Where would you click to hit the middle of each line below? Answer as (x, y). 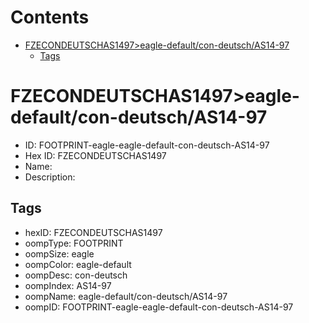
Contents (50, 17)
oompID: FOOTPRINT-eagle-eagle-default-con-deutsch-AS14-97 (159, 307)
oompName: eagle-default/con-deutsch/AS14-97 (126, 296)
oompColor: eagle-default (78, 264)
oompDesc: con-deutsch (76, 275)
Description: (50, 177)
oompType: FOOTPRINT (74, 243)
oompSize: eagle (59, 253)
